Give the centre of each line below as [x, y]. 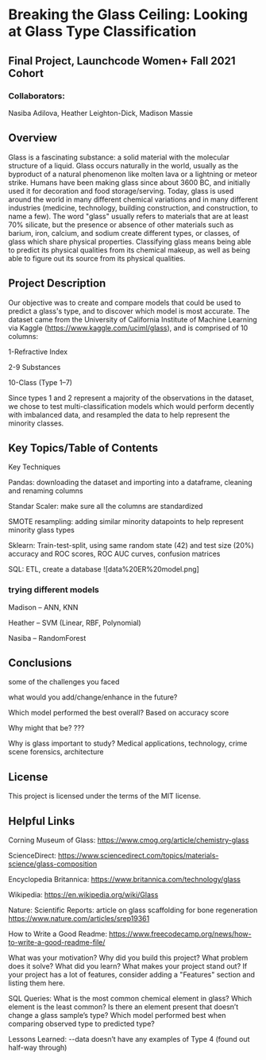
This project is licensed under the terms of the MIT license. [104, 796]
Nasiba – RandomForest [47, 638]
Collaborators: [37, 95]
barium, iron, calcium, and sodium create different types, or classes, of [124, 233]
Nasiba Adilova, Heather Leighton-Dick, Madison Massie [100, 113]
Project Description [57, 283]
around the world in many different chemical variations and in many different [133, 199]
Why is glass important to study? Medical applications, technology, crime [128, 743]
